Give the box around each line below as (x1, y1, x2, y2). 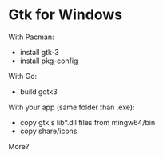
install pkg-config (19, 56, 78, 65)
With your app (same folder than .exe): (8, 102, 135, 112)
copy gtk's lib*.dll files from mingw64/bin (19, 117, 156, 127)
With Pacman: (8, 32, 54, 41)
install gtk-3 (19, 47, 60, 57)
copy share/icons (19, 126, 78, 136)
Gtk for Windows (8, 6, 122, 24)
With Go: (8, 71, 38, 81)
